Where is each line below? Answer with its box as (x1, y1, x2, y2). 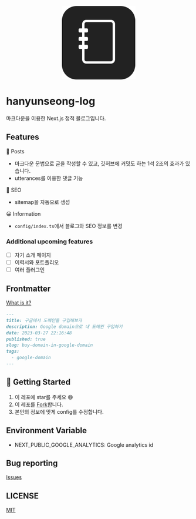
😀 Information (6, 210, 41, 217)
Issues (6, 474, 22, 481)
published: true (6, 336, 46, 342)
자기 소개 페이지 (14, 252, 51, 259)
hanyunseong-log (6, 95, 96, 108)
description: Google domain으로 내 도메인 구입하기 (6, 323, 123, 330)
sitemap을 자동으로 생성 (14, 198, 70, 205)
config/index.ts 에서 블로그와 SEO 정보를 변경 (14, 222, 123, 229)
